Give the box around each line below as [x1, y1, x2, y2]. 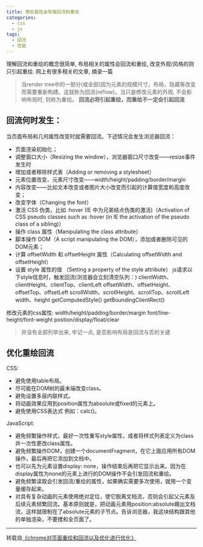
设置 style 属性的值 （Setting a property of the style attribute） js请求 [14, 265, 187, 273]
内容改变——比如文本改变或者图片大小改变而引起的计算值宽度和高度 [14, 183, 185, 191]
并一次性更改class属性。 [14, 440, 76, 447]
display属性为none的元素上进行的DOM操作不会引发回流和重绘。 [14, 470, 175, 477]
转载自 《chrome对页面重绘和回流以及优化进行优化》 [6, 534, 137, 541]
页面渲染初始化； [14, 145, 58, 152]
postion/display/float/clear [54, 316, 120, 323]
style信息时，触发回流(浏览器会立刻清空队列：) [20, 273, 137, 280]
